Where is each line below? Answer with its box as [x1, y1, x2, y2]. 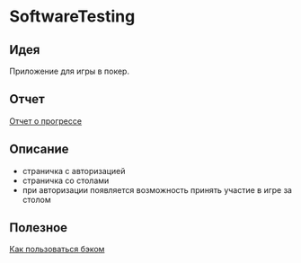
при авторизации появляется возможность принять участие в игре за [22, 184, 292, 195]
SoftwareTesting [9, 6, 136, 27]
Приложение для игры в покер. [9, 66, 130, 76]
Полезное [9, 220, 68, 235]
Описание [9, 142, 69, 157]
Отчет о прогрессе [9, 115, 83, 127]
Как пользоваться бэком [9, 244, 105, 255]
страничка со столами [22, 175, 110, 186]
